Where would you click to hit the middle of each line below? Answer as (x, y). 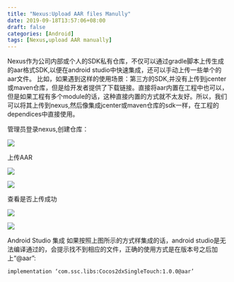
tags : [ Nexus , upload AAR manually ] (60, 40)
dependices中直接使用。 (43, 114)
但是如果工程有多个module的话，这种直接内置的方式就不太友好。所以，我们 (117, 97)
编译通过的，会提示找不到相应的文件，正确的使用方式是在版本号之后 (112, 249)
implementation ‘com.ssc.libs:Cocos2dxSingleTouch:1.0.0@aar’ (101, 272)
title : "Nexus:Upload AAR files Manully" (69, 14)
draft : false (27, 27)
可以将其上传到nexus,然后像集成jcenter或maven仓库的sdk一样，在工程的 (113, 105)
